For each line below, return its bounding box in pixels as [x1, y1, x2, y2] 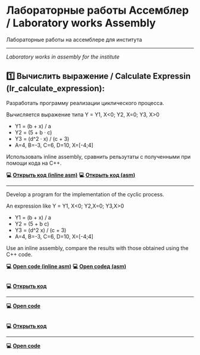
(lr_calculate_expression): [6, 84, 105, 94]
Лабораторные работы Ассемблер [6, 4, 189, 17]
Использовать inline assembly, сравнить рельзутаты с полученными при [6, 153, 191, 160]
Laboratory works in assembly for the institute [6, 53, 120, 60]
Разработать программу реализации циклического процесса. [6, 99, 165, 106]
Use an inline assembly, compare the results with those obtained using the [6, 244, 189, 251]
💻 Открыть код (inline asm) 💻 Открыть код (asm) [6, 171, 136, 178]
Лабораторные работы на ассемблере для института [6, 36, 142, 43]
